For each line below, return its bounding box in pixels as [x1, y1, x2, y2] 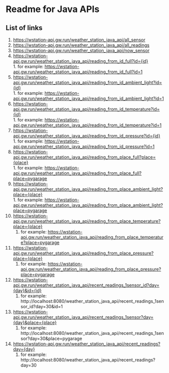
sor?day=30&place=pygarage [20, 335, 82, 341]
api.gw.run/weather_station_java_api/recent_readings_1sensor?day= [13, 314, 154, 320]
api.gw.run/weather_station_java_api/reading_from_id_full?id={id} [13, 58, 148, 64]
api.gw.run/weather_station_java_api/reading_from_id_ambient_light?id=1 [13, 95, 164, 101]
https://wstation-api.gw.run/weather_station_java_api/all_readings [13, 42, 150, 48]
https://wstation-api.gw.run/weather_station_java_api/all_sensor [13, 37, 145, 43]
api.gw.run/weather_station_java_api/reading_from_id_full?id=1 [13, 69, 143, 75]
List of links [6, 24, 43, 32]
